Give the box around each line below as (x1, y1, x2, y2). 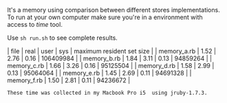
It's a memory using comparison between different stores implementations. (7, 6, 220, 14)
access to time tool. (7, 21, 63, 28)
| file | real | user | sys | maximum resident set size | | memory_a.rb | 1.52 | (7, 47, 217, 55)
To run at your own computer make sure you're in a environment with (7, 13, 203, 21)
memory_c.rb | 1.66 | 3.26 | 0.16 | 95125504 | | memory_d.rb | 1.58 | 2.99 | (7, 62, 215, 69)
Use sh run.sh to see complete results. (7, 34, 118, 42)
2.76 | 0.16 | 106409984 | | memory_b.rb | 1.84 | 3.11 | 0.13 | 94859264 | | (7, 54, 212, 62)
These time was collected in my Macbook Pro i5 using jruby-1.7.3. (7, 89, 208, 96)
